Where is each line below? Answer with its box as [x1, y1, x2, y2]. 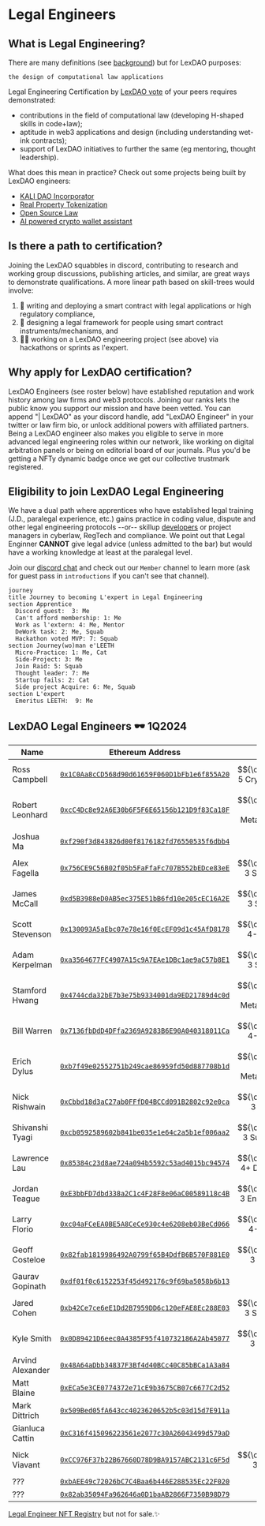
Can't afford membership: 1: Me [15, 614, 122, 623]
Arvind [12, 1355, 37, 1366]
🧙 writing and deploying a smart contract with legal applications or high [19, 301, 252, 310]
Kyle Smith [12, 1333, 52, 1345]
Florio [12, 1224, 34, 1235]
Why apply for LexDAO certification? [8, 365, 192, 380]
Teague [12, 1193, 41, 1204]
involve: [8, 286, 34, 295]
